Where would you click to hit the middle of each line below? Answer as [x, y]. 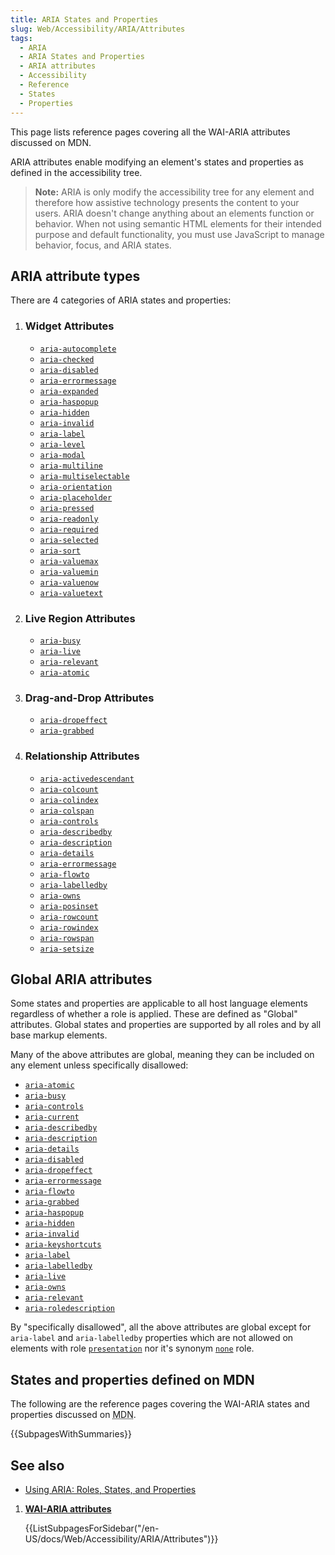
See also [37, 1465]
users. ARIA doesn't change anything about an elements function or [174, 213]
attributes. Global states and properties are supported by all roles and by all [166, 1025]
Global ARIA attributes [81, 979]
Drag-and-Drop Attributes [89, 698]
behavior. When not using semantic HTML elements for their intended [178, 223]
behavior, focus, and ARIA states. [103, 245]
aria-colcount [69, 789]
